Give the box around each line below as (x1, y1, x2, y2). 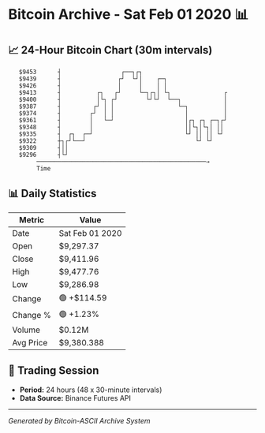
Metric (19, 214, 45, 225)
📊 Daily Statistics (8, 187, 97, 200)
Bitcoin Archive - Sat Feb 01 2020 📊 (8, 6, 249, 24)
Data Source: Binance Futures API (19, 393, 132, 402)
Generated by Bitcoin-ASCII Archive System (8, 416, 151, 425)
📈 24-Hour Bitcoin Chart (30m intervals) (8, 43, 213, 57)
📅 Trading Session (8, 364, 99, 378)
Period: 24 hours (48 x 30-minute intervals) (19, 385, 162, 394)
